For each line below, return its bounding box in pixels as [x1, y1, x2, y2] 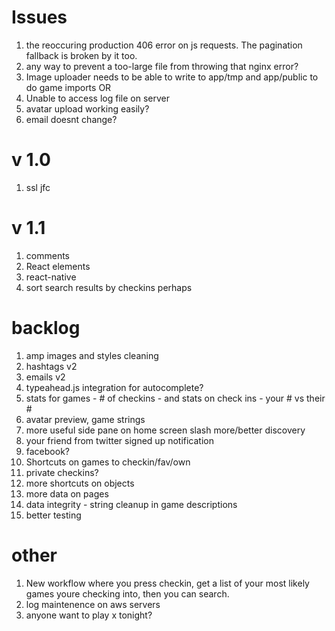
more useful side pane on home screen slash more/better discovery [25, 424, 306, 436]
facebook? [25, 445, 70, 457]
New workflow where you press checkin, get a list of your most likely [25, 577, 310, 589]
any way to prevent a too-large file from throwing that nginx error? [25, 60, 299, 72]
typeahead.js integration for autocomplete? [25, 381, 204, 393]
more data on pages [25, 487, 109, 500]
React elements [25, 260, 91, 272]
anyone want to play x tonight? [25, 609, 153, 621]
